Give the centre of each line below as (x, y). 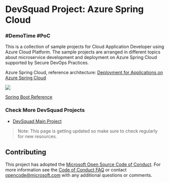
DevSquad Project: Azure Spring (74, 9)
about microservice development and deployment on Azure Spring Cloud (81, 57)
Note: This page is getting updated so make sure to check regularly (88, 131)
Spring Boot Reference (29, 97)
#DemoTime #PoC (28, 36)
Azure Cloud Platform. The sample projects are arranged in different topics (83, 52)
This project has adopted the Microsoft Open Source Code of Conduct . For (83, 164)
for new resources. (37, 136)
